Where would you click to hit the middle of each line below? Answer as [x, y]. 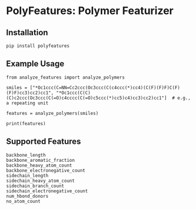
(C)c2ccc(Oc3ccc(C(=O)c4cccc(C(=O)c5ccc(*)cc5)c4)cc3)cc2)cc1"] [87, 98]
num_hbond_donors [27, 196]
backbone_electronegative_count [46, 170]
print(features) [26, 123]
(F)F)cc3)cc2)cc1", [30, 93]
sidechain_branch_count [35, 186]
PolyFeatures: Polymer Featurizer [90, 11]
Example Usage [35, 64]
